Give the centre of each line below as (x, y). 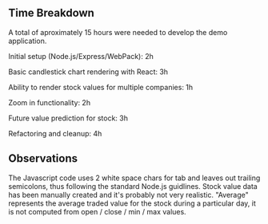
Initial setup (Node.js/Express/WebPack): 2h (81, 56)
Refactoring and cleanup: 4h (55, 133)
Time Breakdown (51, 13)
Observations (43, 159)
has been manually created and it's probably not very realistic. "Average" (129, 195)
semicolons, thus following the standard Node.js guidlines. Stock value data (133, 186)
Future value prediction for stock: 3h (68, 118)
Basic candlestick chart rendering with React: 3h (88, 72)
